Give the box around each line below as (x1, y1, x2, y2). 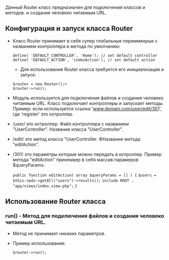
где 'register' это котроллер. (12, 111, 74, 117)
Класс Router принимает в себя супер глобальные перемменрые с (12, 38, 158, 44)
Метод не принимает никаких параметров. (12, 230, 106, 236)
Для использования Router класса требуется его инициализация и (20, 66, 164, 72)
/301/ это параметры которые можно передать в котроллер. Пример (12, 151, 162, 157)
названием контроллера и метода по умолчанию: (12, 43, 121, 49)
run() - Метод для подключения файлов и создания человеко (5, 212, 164, 219)
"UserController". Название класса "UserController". (12, 126, 124, 132)
